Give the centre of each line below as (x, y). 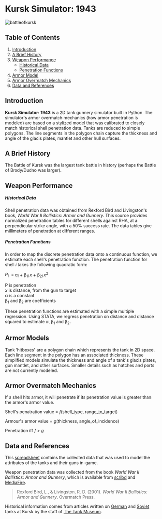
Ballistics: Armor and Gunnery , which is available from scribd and (70, 477)
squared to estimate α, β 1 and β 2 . (38, 322)
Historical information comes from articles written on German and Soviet (77, 506)
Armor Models (27, 338)
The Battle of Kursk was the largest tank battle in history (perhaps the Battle (81, 165)
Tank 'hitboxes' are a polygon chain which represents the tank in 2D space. (80, 350)
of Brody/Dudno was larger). (33, 170)
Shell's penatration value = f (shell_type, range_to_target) (61, 412)
